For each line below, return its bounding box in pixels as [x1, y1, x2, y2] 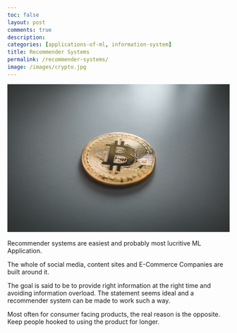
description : [7, 34, 46, 41]
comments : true [7, 26, 52, 33]
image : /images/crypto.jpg [7, 63, 87, 71]
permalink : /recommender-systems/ [7, 56, 109, 63]
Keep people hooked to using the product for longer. [7, 317, 160, 326]
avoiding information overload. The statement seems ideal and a [7, 289, 194, 298]
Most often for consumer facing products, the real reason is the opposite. [7, 310, 221, 319]
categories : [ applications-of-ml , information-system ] [7, 41, 172, 49]
